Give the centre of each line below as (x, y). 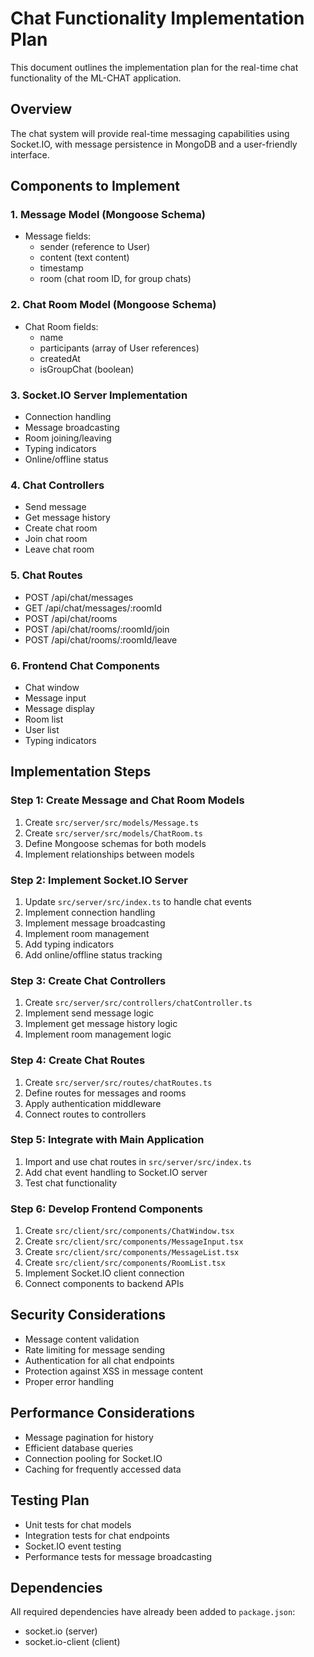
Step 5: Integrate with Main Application (107, 1140)
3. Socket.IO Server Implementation (99, 395)
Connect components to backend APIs (104, 1284)
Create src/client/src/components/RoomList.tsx (125, 1263)
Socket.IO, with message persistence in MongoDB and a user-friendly (154, 144)
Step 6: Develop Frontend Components (106, 1209)
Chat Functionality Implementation (157, 18)
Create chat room (61, 528)
